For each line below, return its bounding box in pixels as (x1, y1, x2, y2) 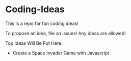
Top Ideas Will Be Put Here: (5, 40, 63, 46)
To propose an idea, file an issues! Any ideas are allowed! (5, 30, 126, 36)
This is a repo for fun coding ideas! (5, 20, 79, 26)
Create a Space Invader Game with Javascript (12, 50, 110, 56)
